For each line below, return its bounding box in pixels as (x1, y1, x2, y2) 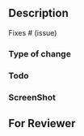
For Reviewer (8, 117, 76, 130)
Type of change (8, 48, 71, 59)
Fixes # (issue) (8, 28, 57, 37)
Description (8, 6, 69, 20)
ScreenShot (8, 91, 57, 103)
